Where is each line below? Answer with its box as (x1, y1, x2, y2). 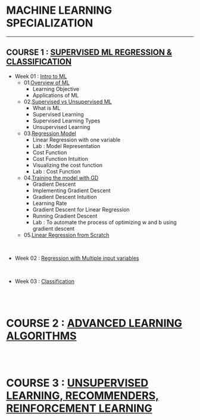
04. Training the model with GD (23, 174, 99, 181)
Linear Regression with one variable (32, 136, 121, 143)
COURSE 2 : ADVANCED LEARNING (6, 316, 183, 330)
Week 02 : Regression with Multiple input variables (14, 255, 139, 262)
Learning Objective (32, 85, 79, 93)
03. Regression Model (23, 130, 76, 137)
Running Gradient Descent (32, 212, 98, 219)
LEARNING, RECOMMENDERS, (6, 389, 160, 402)
